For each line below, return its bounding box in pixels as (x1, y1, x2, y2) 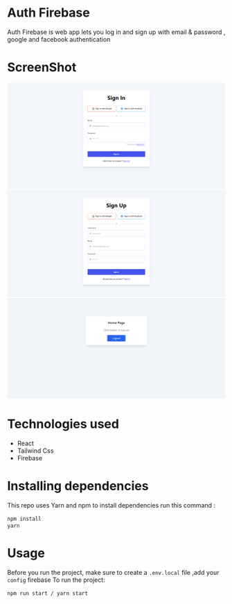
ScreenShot (7, 60, 77, 76)
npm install (7, 515, 42, 522)
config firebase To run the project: (7, 576, 105, 584)
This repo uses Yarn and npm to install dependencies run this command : (7, 501, 216, 509)
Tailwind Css (17, 446, 54, 455)
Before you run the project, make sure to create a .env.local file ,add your (7, 568, 220, 576)
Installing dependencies (7, 478, 149, 494)
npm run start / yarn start (7, 589, 89, 597)
